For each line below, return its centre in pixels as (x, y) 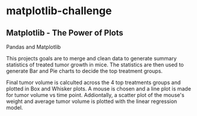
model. (15, 107)
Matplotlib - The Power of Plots (65, 33)
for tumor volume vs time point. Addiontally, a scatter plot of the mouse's (96, 95)
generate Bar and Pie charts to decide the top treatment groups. (85, 71)
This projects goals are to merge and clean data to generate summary (91, 58)
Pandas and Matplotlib (34, 47)
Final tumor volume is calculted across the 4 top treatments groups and (93, 82)
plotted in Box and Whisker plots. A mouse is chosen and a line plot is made (99, 89)
